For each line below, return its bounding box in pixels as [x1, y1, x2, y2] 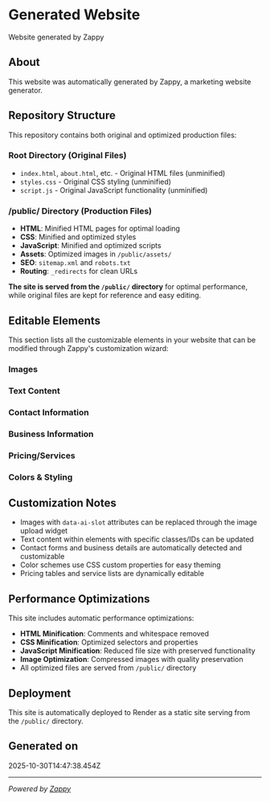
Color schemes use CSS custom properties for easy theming [19, 560, 221, 570]
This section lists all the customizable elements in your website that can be [8, 335, 256, 345]
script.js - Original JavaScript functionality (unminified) [19, 185, 208, 194]
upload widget [19, 526, 68, 536]
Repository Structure [8, 108, 117, 122]
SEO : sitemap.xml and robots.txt [19, 258, 131, 268]
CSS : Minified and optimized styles [19, 232, 137, 242]
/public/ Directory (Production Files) [8, 205, 153, 216]
